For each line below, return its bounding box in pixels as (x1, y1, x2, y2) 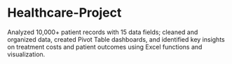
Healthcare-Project (7, 5, 122, 21)
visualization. (7, 50, 46, 58)
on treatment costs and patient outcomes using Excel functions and (7, 42, 203, 51)
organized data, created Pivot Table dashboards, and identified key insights (7, 35, 226, 43)
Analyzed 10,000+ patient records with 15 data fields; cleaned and (7, 28, 198, 36)
